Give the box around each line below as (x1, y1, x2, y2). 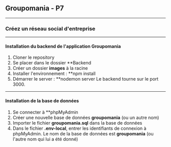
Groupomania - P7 (5, 4, 64, 13)
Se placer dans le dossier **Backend (12, 60, 92, 66)
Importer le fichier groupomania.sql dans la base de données (12, 120, 142, 126)
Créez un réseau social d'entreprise (5, 25, 96, 32)
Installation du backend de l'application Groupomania (5, 43, 121, 49)
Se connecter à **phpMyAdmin (12, 109, 78, 115)
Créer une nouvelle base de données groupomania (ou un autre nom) (12, 114, 159, 121)
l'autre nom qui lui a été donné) (12, 136, 78, 142)
